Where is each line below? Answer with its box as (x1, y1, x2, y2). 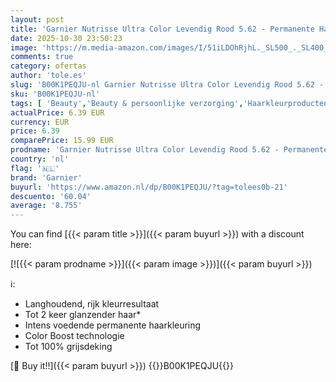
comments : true (10, 52, 74, 62)
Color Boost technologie (24, 330, 125, 342)
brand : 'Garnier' (10, 172, 83, 183)
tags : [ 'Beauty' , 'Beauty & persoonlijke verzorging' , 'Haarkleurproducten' (10, 98, 333, 108)
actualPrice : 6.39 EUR (10, 107, 105, 118)
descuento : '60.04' (10, 191, 92, 201)
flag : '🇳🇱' (10, 163, 60, 173)
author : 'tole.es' (10, 71, 87, 81)
